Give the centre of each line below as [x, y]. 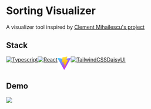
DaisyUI [116, 59]
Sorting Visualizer [51, 11]
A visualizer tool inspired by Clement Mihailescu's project [75, 27]
